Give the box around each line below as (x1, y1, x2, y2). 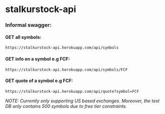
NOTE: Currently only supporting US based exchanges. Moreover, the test (5, 97, 160, 104)
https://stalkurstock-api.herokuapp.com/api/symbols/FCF (5, 67, 128, 72)
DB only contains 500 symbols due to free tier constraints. (5, 103, 128, 109)
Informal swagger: (5, 22, 52, 29)
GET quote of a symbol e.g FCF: (5, 78, 73, 84)
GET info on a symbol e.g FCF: (5, 55, 70, 62)
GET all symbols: (5, 34, 42, 40)
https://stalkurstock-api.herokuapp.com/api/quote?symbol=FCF (5, 89, 139, 94)
